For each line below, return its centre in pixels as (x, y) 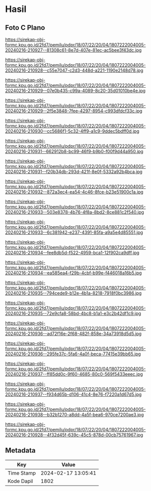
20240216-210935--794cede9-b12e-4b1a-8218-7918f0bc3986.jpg (74, 293)
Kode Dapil (20, 481)
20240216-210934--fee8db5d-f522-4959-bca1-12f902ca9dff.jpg (72, 252)
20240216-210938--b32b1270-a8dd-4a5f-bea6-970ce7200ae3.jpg (75, 414)
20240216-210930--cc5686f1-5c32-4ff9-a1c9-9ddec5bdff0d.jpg (72, 131)
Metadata (20, 450)
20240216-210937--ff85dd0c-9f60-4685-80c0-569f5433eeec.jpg (74, 374)
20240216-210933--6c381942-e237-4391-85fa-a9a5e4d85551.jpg (74, 232)
